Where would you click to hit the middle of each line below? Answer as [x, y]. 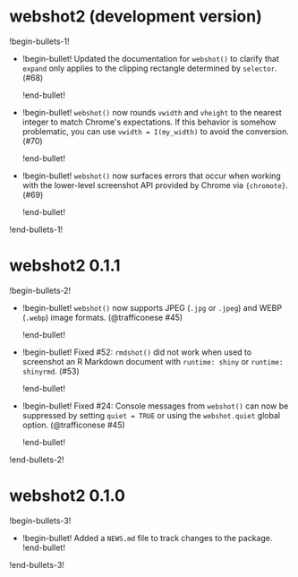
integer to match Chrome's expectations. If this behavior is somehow [149, 122]
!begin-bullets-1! [39, 41]
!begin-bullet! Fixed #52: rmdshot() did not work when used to [137, 352]
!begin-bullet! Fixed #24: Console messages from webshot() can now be [155, 406]
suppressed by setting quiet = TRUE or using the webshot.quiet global [151, 415]
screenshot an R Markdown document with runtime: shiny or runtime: [153, 361]
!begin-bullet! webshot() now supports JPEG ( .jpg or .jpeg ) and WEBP [152, 307]
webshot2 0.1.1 [65, 266]
